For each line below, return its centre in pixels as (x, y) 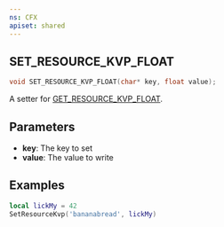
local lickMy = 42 (43, 206)
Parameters (42, 126)
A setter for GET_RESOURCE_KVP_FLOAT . (86, 99)
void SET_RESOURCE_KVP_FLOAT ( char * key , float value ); (113, 82)
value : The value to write (68, 157)
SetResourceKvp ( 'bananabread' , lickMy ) (83, 214)
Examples (37, 186)
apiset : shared (37, 26)
